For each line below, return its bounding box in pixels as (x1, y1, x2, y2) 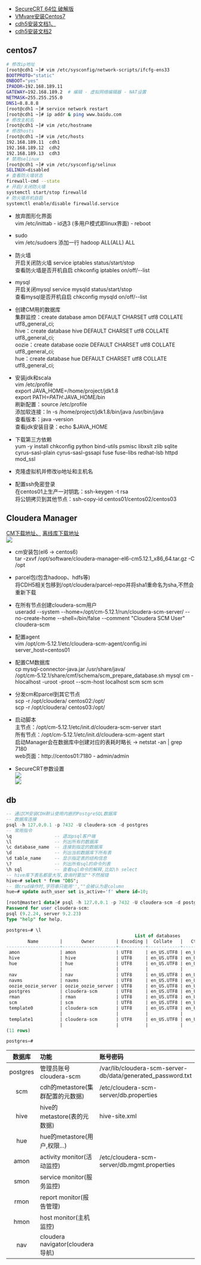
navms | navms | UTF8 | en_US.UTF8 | (8, 977, 184, 983)
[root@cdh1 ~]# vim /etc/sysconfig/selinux (6, 161, 117, 168)
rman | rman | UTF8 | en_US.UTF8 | (8, 994, 184, 1000)
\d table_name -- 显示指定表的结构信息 (6, 856, 108, 862)
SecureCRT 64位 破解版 (14, 5, 74, 12)
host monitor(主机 (39, 1213, 90, 1222)
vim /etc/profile (14, 381, 53, 388)
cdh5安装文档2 (14, 28, 52, 35)
